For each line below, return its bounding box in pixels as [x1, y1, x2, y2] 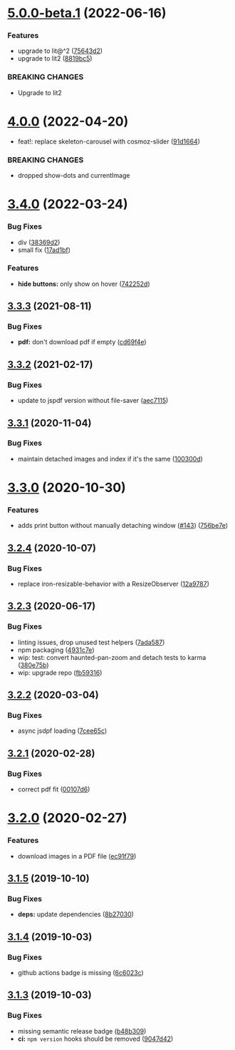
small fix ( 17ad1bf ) [17, 245, 71, 254]
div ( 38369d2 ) [17, 238, 61, 246]
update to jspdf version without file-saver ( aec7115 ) [17, 396, 169, 405]
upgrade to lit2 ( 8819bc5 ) [17, 54, 93, 63]
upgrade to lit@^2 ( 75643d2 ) [17, 46, 103, 55]
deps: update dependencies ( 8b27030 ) [17, 910, 134, 919]
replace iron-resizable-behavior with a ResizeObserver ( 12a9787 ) [17, 580, 210, 589]
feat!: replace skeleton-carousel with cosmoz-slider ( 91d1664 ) [17, 137, 201, 146]
